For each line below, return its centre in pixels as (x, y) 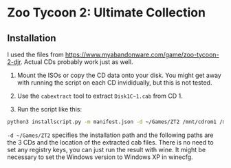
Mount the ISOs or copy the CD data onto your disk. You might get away (119, 75)
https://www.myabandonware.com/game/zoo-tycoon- (142, 54)
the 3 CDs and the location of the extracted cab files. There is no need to (111, 142)
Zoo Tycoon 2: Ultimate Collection (107, 13)
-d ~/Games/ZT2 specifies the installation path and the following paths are (110, 135)
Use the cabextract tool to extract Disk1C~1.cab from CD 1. (100, 96)
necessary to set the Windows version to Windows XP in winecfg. (100, 157)
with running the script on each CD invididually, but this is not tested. (114, 83)
